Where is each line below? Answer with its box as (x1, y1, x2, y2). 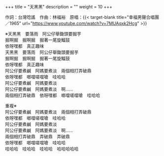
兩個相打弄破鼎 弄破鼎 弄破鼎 (5, 134, 70, 139)
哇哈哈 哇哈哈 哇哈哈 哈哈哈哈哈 (5, 146, 79, 152)
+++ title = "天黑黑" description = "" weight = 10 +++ (5, 4, 112, 9)
